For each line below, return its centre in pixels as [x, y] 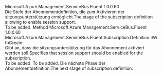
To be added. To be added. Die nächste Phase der [55, 63]
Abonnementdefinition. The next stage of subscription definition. [69, 68]
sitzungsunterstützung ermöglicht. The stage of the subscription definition [79, 17]
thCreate [14, 43]
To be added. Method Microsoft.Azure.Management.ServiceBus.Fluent [76, 27]
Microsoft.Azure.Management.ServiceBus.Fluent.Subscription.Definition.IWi [81, 38]
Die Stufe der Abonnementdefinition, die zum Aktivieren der [65, 12]
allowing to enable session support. [41, 22]
